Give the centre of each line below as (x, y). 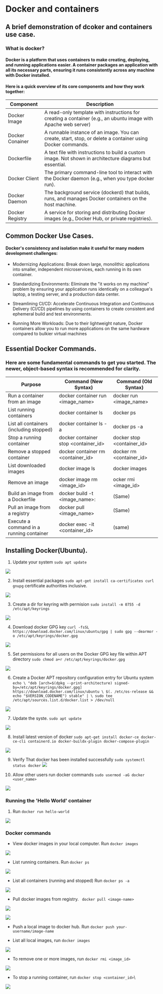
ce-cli (19, 742)
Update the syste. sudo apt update (47, 718)
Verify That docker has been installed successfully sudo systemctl (79, 760)
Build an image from (31, 493)
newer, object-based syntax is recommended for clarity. (73, 369)
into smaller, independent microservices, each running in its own (77, 269)
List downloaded (27, 465)
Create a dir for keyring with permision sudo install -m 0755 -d (76, 604)
